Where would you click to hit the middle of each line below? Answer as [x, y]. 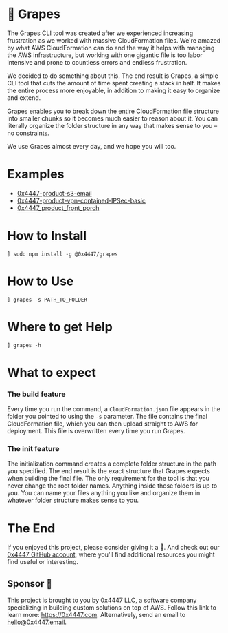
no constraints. [28, 133]
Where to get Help [60, 327]
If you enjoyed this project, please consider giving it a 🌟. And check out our [113, 548]
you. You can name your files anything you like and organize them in [104, 493]
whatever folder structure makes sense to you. [73, 500]
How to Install [47, 236]
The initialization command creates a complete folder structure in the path [112, 464]
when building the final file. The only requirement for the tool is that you [108, 479]
